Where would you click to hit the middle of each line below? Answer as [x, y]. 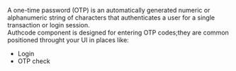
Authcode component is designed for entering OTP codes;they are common [118, 32]
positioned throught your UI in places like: [68, 40]
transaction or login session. [49, 25]
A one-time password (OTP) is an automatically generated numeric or [109, 10]
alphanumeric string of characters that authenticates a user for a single [111, 18]
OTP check [34, 61]
